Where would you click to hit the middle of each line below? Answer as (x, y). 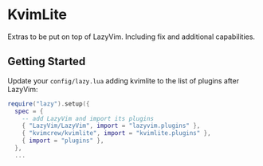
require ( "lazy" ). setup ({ (49, 104)
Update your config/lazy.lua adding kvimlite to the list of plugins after (124, 80)
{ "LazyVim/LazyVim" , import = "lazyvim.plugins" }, (111, 126)
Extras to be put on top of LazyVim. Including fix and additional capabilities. (131, 37)
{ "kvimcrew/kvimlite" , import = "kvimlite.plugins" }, (117, 133)
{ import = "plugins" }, (63, 141)
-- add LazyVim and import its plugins (88, 118)
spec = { (29, 111)
